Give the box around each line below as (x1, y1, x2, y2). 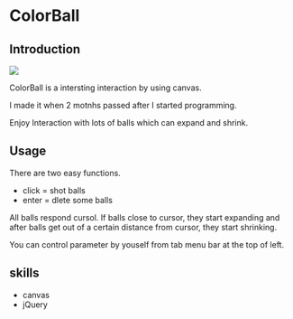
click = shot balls (22, 184, 86, 195)
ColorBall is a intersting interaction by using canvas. (9, 82, 202, 93)
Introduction (9, 42, 81, 57)
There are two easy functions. (9, 167, 122, 178)
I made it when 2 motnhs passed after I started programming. (9, 100, 237, 110)
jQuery (22, 299, 48, 310)
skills (9, 266, 40, 281)
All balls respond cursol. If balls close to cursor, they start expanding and (9, 211, 280, 222)
